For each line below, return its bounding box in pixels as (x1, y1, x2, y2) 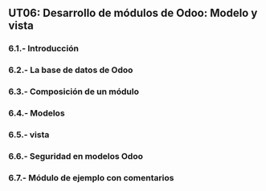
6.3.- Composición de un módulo (8, 86, 139, 97)
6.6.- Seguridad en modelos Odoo (8, 150, 143, 161)
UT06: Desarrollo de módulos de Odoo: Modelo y (8, 6, 258, 20)
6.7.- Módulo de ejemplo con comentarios (8, 172, 174, 183)
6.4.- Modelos (8, 108, 66, 119)
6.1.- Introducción (8, 43, 79, 55)
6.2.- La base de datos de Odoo (8, 64, 133, 75)
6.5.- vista (8, 129, 50, 140)
